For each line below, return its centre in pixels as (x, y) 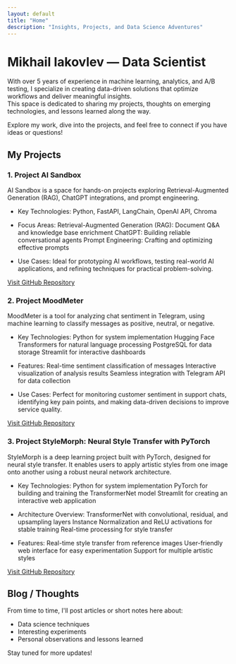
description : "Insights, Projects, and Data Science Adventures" (105, 27)
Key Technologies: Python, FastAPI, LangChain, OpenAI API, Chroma (117, 211)
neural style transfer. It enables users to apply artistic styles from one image (118, 464)
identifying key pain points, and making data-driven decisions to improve (123, 402)
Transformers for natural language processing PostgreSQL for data (115, 345)
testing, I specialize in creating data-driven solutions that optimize (103, 89)
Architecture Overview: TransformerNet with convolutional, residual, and (123, 514)
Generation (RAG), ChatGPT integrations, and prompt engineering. (103, 198)
